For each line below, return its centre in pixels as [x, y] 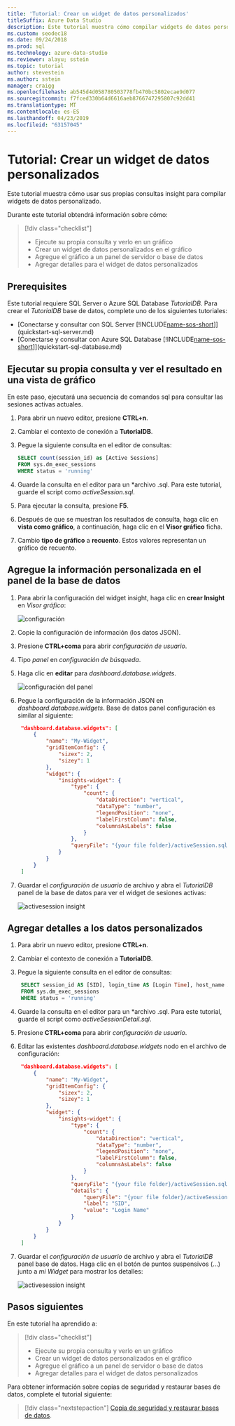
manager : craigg [31, 86]
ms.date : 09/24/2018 [37, 40]
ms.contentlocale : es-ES [43, 112]
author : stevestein [36, 72]
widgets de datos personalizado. [54, 202]
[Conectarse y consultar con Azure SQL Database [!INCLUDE [106, 339]
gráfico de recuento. [47, 548]
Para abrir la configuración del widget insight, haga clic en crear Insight [121, 598]
